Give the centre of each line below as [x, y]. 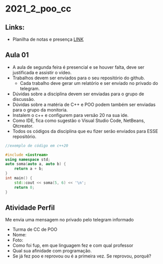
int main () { [19, 178]
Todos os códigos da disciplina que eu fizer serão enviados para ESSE [85, 131]
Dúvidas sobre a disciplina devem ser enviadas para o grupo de [78, 94]
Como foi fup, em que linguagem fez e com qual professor [73, 245]
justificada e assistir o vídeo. [42, 72]
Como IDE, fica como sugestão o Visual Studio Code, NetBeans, [79, 120]
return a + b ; [29, 169]
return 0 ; [25, 187]
